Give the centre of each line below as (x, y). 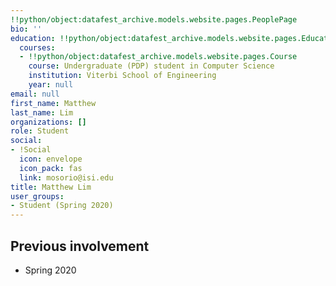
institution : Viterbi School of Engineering (122, 76)
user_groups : (37, 196)
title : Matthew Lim (51, 187)
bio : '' (26, 29)
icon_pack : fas (51, 168)
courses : (37, 47)
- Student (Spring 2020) (62, 206)
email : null (35, 94)
